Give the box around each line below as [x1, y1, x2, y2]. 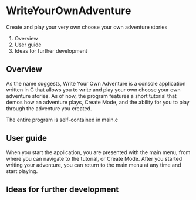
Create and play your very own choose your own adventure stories [6, 23, 168, 30]
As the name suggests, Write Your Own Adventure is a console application [6, 80, 186, 87]
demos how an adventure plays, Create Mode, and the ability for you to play [6, 99, 190, 106]
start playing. [6, 167, 38, 174]
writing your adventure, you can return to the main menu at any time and [6, 161, 181, 168]
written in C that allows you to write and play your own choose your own [6, 86, 181, 93]
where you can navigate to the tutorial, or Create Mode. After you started [6, 155, 183, 162]
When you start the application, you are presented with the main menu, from [6, 148, 191, 156]
